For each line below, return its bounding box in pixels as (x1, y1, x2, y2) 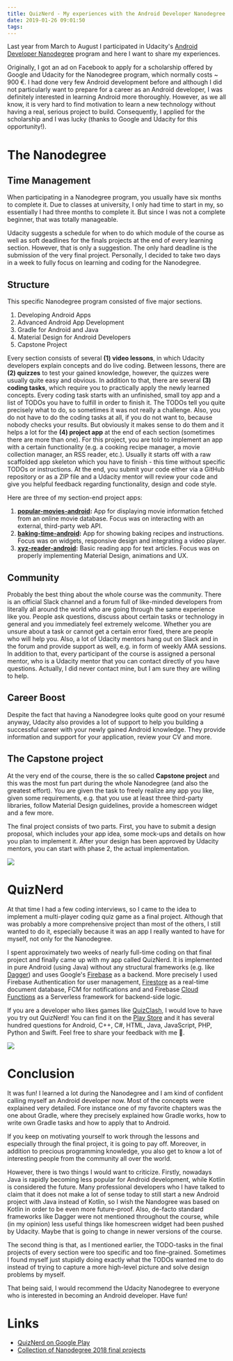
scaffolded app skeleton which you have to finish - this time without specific (7, 458, 226, 466)
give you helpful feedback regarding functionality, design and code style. (7, 480, 217, 488)
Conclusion (7, 1065, 75, 1081)
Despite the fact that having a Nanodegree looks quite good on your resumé (7, 710, 225, 719)
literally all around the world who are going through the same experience (7, 605, 216, 613)
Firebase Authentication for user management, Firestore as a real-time (7, 977, 209, 986)
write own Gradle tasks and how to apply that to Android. (7, 1118, 170, 1127)
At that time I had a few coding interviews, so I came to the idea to (7, 905, 197, 913)
